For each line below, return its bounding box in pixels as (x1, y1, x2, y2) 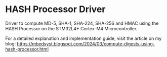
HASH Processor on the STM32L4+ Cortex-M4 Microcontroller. (5, 25, 138, 31)
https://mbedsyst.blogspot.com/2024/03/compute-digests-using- (17, 40, 155, 46)
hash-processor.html (5, 46, 49, 52)
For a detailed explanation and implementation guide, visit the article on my (5, 35, 162, 41)
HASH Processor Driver (5, 4, 106, 15)
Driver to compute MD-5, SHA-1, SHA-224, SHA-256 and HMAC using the (5, 20, 159, 26)
